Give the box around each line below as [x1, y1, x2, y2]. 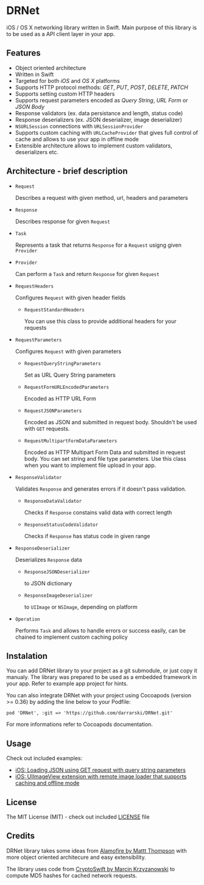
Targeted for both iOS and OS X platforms [15, 77, 120, 84]
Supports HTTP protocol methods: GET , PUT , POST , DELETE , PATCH [15, 84, 189, 91]
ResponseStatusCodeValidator [24, 522, 99, 528]
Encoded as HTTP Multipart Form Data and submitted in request [24, 449, 186, 456]
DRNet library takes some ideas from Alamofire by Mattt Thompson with [6, 847, 187, 854]
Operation [15, 616, 41, 622]
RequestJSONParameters [24, 408, 82, 414]
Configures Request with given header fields [15, 294, 126, 301]
